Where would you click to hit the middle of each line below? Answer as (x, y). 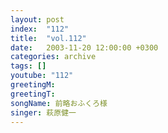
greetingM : (33, 85)
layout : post (37, 19)
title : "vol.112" (48, 38)
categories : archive (53, 57)
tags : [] (28, 66)
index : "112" (40, 29)
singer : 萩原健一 (43, 112)
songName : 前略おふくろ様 (59, 103)
